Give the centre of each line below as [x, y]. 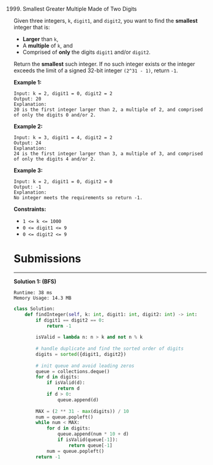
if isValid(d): [66, 383]
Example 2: [28, 126]
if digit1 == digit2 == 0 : [70, 320]
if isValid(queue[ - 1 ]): [88, 440]
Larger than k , [40, 39]
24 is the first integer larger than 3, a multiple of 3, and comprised [108, 154]
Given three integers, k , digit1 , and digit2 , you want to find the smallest [106, 21]
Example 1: [28, 82]
